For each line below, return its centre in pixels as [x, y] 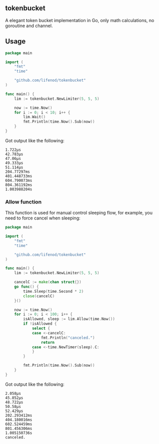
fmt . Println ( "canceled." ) [68, 338]
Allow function [23, 201]
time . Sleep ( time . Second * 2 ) [53, 291]
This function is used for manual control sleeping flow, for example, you [79, 213]
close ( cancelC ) [39, 296]
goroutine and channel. [29, 26]
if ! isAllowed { [40, 324]
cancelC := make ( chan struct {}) [48, 282]
